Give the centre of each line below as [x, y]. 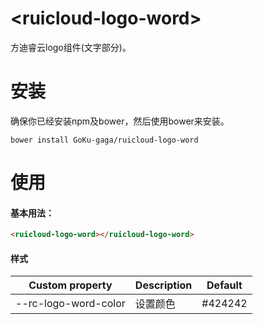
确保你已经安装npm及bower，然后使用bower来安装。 [120, 121]
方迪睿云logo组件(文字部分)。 [71, 47]
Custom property [70, 285]
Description [163, 285]
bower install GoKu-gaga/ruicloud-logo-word [104, 140]
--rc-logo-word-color [70, 304]
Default [224, 285]
